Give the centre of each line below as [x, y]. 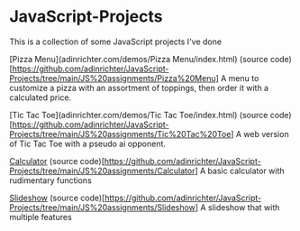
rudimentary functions [50, 180]
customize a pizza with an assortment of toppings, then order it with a [139, 88]
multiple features [41, 217]
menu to [244, 78]
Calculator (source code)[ [57, 161]
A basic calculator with [242, 171]
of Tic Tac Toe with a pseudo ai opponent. [88, 143]
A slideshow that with [240, 207]
